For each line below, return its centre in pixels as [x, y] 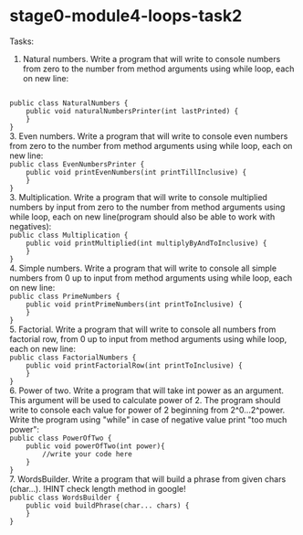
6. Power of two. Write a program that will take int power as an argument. [147, 391]
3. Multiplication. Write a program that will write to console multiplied [138, 197]
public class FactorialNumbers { [73, 358]
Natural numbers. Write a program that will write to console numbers [151, 59]
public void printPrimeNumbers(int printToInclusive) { [135, 304]
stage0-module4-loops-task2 [126, 16]
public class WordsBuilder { [65, 498]
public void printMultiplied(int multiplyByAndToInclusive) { [146, 243]
